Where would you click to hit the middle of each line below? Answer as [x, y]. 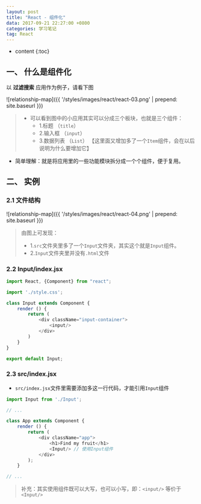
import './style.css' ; [35, 292]
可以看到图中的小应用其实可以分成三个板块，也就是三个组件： [107, 118]
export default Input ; [35, 358]
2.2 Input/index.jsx [35, 269]
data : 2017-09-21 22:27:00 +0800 [48, 23]
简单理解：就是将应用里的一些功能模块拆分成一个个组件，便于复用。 [99, 161]
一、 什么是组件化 [39, 72]
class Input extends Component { [48, 303]
